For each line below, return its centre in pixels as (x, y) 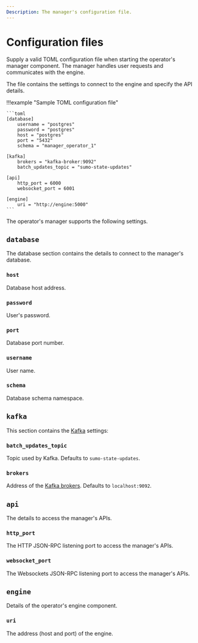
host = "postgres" (41, 135)
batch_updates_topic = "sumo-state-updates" (75, 167)
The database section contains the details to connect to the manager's (95, 254)
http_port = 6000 (39, 183)
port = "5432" (35, 140)
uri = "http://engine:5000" (53, 204)
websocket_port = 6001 (46, 188)
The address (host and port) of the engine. (60, 633)
